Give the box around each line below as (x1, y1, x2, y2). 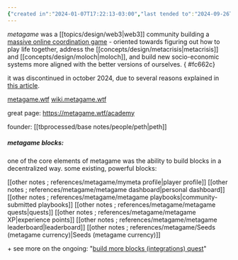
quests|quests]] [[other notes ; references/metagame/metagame (7, 208, 196, 216)
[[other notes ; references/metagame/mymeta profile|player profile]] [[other (7, 178, 228, 186)
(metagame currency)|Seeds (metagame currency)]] (7, 230, 161, 239)
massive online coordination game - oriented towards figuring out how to (7, 37, 220, 46)
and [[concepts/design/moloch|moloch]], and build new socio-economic (7, 52, 220, 61)
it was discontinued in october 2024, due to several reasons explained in (7, 74, 220, 82)
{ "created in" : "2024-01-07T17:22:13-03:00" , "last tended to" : (7, 10, 195, 18)
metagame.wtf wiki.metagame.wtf (7, 95, 107, 103)
